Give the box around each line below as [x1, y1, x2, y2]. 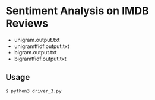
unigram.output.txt [14, 36, 60, 43]
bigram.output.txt [14, 49, 57, 56]
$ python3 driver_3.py [5, 88, 62, 94]
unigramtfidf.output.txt [14, 43, 69, 50]
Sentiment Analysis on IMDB [5, 4, 149, 18]
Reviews [5, 17, 49, 30]
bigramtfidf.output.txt [14, 55, 67, 62]
